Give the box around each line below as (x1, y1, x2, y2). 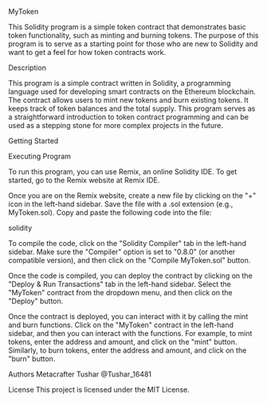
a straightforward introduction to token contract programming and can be (8, 112, 249, 122)
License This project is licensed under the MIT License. (8, 385, 190, 394)
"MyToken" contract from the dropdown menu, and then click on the (8, 288, 233, 297)
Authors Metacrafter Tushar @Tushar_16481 (8, 369, 152, 379)
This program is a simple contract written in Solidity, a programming (8, 79, 231, 88)
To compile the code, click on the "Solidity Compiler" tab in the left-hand (8, 239, 247, 248)
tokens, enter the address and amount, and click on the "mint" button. (8, 338, 238, 346)
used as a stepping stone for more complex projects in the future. (8, 121, 223, 130)
